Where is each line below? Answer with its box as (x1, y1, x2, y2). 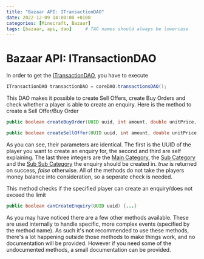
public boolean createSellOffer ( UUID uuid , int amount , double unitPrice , (6, 129, 200, 136)
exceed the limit (6, 191, 46, 198)
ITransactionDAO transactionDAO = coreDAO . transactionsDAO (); (6, 84, 167, 90)
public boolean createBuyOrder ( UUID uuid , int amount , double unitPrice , (6, 119, 197, 125)
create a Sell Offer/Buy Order (6, 107, 79, 115)
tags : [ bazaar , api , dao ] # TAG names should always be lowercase (6, 25, 189, 32)
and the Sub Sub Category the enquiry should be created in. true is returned (6, 160, 197, 167)
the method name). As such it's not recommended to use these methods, (6, 226, 189, 234)
